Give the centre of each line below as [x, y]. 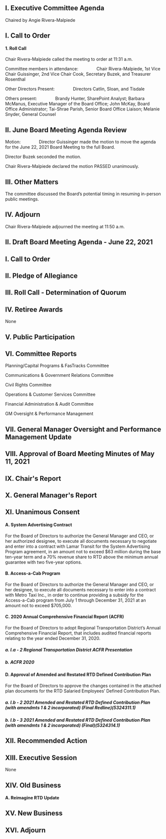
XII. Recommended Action [46, 741]
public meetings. [22, 199]
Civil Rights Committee [28, 385]
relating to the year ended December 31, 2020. [53, 638]
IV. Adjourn [23, 215]
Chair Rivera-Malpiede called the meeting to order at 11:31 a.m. [69, 59]
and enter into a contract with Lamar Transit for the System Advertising [78, 546]
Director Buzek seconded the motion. [43, 157]
